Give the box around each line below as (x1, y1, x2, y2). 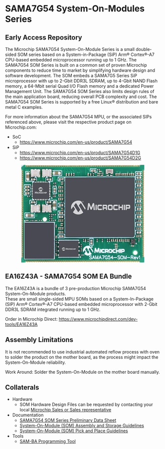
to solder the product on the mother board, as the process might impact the (5, 354, 159, 360)
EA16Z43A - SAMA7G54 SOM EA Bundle (5, 272, 132, 281)
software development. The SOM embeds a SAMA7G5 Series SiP (5, 73, 137, 78)
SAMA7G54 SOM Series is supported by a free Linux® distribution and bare (5, 99, 159, 104)
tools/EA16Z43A (5, 321, 38, 327)
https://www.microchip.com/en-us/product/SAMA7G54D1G (19, 150, 140, 155)
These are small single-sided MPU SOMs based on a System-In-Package (5, 296, 154, 302)
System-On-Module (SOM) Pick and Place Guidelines (19, 428, 128, 434)
